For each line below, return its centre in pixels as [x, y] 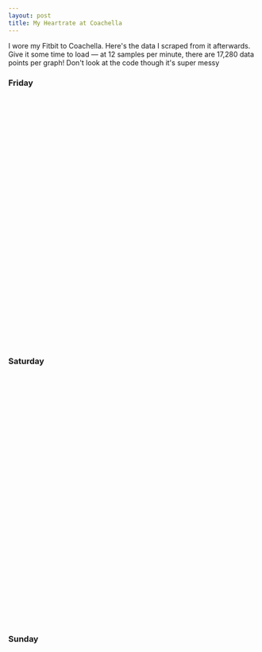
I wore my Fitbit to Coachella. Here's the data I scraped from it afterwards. [129, 45]
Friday [21, 83]
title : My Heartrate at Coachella [65, 23]
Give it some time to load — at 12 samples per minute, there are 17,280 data [131, 54]
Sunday [23, 639]
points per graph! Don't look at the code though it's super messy [114, 62]
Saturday [27, 361]
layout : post [30, 16]
